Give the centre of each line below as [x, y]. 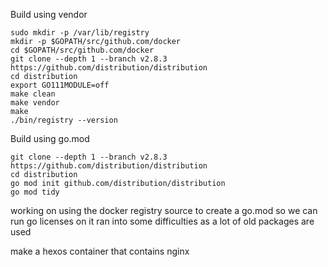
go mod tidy [35, 192]
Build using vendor [49, 14]
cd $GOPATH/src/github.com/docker [82, 50]
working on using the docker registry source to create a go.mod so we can [164, 210]
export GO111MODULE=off [60, 85]
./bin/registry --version [64, 120]
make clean [33, 94]
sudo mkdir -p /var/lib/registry [80, 33]
